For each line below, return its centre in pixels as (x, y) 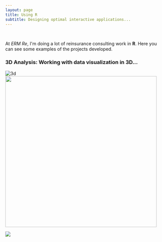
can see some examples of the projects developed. (59, 49)
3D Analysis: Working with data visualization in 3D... (72, 63)
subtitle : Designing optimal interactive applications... (68, 19)
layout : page (19, 10)
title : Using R (21, 15)
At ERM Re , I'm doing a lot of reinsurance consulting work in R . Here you (81, 44)
